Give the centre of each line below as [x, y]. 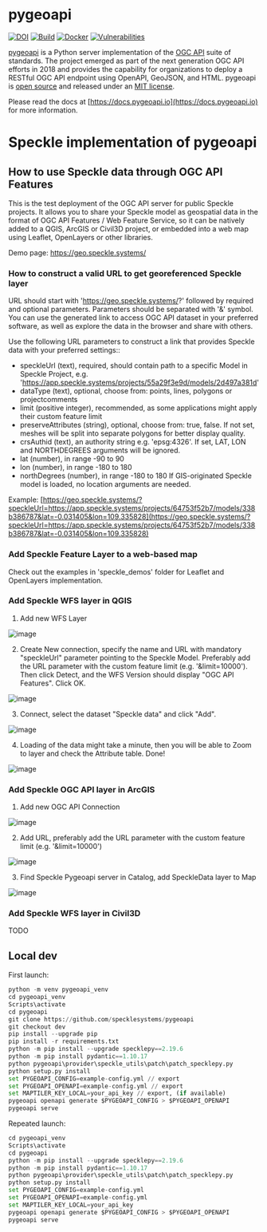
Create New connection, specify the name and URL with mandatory [130, 649]
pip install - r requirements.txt [64, 1042]
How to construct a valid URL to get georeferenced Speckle [125, 273]
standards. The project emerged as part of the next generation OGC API [126, 61]
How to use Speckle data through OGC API [116, 172]
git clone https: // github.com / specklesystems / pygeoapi [101, 1019]
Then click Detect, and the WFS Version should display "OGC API [127, 674]
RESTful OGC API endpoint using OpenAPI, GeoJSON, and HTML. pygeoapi [132, 77]
